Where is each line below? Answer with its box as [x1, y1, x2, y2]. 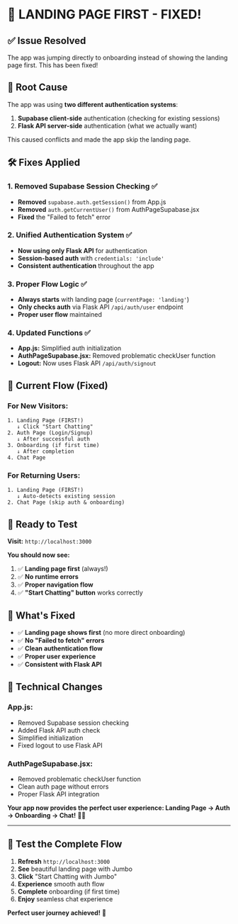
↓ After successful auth [16, 436, 91, 443]
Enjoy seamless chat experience [17, 894, 113, 903]
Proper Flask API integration [17, 789, 100, 798]
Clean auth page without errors [17, 782, 109, 791]
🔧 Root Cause [7, 81, 68, 94]
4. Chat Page [7, 454, 46, 461]
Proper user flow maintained [17, 310, 103, 319]
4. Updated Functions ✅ [7, 328, 91, 338]
